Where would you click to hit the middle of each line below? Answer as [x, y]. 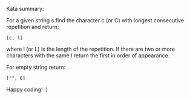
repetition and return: [33, 27]
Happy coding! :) [27, 89]
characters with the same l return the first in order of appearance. [88, 56]
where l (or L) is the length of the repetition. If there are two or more [91, 49]
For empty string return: [36, 67]
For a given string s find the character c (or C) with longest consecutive [95, 20]
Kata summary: [25, 9]
